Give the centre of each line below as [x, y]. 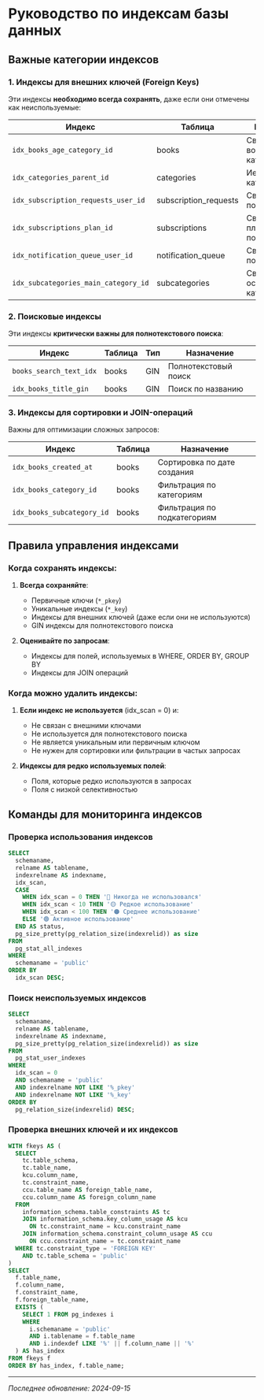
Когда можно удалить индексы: [73, 693]
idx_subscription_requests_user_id [79, 200]
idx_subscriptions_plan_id [62, 228]
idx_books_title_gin [50, 389]
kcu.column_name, [51, 1175]
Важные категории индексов [84, 59]
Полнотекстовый [200, 366]
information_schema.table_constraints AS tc [96, 1212]
